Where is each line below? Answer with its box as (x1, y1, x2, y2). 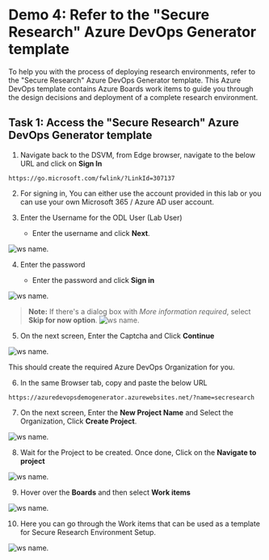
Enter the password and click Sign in (32, 275, 155, 284)
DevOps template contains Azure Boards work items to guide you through (8, 83, 254, 94)
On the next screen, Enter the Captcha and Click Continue (19, 331, 215, 340)
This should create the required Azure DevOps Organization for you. (8, 362, 236, 372)
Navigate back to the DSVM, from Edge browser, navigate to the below (19, 149, 256, 159)
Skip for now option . (27, 315, 98, 325)
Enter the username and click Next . (32, 228, 151, 238)
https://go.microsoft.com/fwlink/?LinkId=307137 (8, 174, 175, 183)
